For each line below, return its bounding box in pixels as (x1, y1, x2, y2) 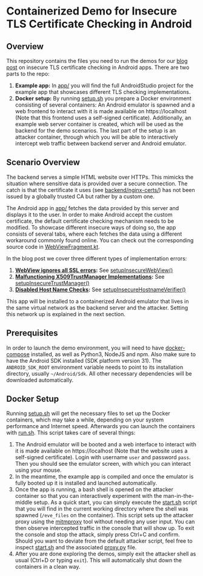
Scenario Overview (6, 157, 81, 168)
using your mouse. (15, 466, 62, 474)
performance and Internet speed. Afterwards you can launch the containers (6, 423, 195, 430)
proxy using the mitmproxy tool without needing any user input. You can (15, 518, 195, 525)
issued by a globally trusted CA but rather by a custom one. (6, 193, 155, 200)
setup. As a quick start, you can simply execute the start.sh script (33, 498, 197, 506)
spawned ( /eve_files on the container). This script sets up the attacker (15, 512, 194, 519)
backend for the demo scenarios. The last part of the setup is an (15, 127, 176, 134)
